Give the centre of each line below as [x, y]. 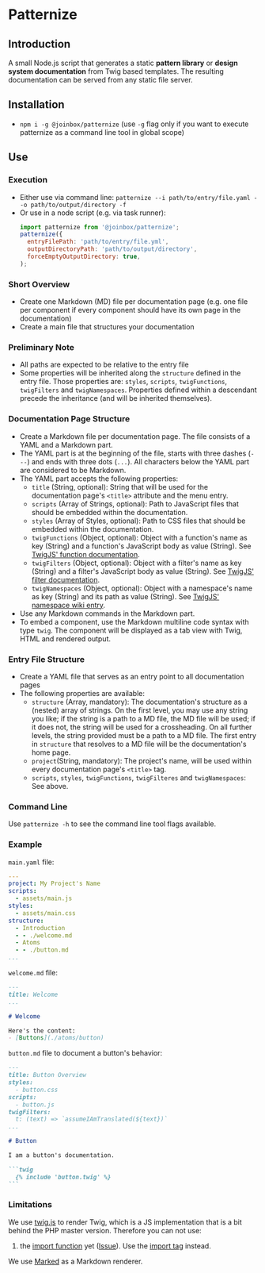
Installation [36, 105]
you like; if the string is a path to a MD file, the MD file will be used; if [143, 718]
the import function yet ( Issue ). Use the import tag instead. [115, 1246]
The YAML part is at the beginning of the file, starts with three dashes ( [135, 453]
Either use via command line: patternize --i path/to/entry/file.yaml [135, 197]
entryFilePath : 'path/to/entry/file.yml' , [98, 242]
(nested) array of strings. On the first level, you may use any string [140, 710]
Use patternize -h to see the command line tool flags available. [112, 824]
